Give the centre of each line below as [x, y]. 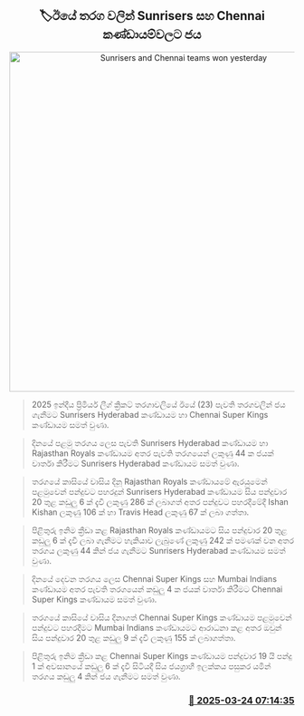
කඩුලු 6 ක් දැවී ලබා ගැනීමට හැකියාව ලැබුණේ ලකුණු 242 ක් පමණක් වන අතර [162, 540]
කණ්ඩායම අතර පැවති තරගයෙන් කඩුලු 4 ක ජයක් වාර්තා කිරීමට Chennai [157, 589]
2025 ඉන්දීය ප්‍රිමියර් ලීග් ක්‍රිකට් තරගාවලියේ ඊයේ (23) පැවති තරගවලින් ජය [159, 404]
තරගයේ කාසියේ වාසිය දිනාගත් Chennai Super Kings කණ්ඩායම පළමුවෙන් [161, 617]
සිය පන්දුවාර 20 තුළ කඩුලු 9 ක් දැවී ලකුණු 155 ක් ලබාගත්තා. [133, 637]
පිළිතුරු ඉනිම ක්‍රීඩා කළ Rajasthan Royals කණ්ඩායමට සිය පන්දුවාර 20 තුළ [159, 530]
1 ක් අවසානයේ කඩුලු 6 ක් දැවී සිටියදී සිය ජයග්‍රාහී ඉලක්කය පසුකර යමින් [151, 666]
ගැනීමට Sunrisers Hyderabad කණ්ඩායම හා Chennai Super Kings [150, 414]
